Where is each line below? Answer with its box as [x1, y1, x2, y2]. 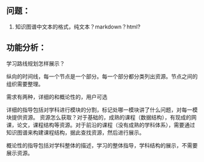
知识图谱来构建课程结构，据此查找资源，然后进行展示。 [6, 129, 144, 136]
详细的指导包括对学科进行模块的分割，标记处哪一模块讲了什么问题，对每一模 [6, 106, 198, 113]
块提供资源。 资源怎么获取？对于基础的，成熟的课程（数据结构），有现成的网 [6, 113, 197, 121]
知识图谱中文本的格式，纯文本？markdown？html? [15, 23, 141, 30]
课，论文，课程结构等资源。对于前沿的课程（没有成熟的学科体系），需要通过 [6, 121, 195, 129]
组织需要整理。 [6, 80, 44, 87]
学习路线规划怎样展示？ [6, 59, 65, 67]
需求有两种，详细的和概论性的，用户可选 [6, 93, 107, 100]
